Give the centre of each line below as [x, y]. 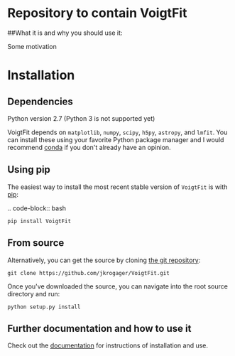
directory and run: [34, 293]
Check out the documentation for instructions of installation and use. [108, 345]
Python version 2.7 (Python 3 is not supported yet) [81, 118]
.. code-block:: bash [37, 208]
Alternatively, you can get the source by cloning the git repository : [104, 260]
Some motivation [32, 46]
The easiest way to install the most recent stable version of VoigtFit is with [117, 187]
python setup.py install [44, 307]
